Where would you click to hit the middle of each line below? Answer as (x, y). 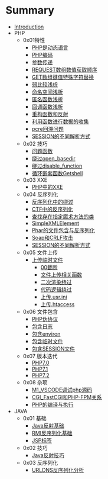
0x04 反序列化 (40, 194)
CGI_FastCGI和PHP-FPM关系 (67, 397)
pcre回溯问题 (48, 128)
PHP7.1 (40, 369)
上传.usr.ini (54, 297)
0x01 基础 (35, 418)
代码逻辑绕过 (56, 289)
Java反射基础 (48, 425)
